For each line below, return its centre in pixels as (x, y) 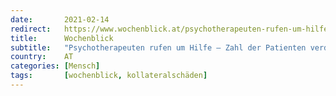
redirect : (31, 29)
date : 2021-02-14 (60, 19)
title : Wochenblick (62, 38)
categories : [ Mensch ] (55, 66)
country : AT (42, 57)
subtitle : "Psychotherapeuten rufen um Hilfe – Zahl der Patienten (158, 47)
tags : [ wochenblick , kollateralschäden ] (109, 76)
